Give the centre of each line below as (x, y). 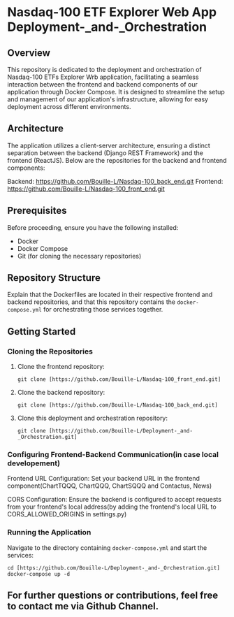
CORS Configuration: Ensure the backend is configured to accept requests (115, 500)
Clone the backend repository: (61, 393)
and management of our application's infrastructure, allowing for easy (108, 99)
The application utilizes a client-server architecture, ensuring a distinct (109, 145)
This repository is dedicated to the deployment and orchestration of (105, 70)
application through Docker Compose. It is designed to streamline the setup (116, 92)
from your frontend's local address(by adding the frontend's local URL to (112, 507)
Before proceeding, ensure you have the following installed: (93, 227)
